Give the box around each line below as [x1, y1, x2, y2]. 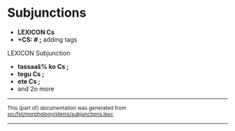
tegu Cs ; [17, 70, 45, 78]
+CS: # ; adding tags [17, 35, 78, 43]
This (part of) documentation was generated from [7, 105, 127, 111]
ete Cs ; [17, 77, 41, 85]
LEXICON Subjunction [7, 49, 71, 57]
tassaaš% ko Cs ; [17, 62, 69, 70]
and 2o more [17, 84, 55, 93]
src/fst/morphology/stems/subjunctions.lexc [7, 110, 114, 118]
